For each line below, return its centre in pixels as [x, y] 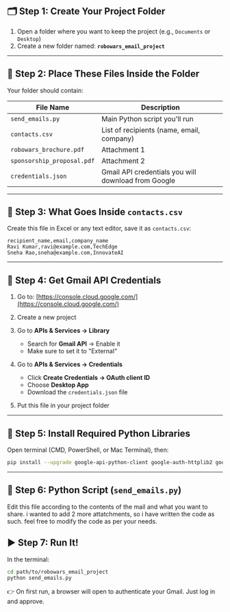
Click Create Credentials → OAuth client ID [89, 378]
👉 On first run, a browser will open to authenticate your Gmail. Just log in [111, 591]
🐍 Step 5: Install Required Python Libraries [99, 433]
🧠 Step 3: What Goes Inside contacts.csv [95, 212]
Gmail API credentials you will [149, 172]
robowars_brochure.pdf [47, 150]
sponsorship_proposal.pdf [53, 161]
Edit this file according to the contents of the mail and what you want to [107, 507]
